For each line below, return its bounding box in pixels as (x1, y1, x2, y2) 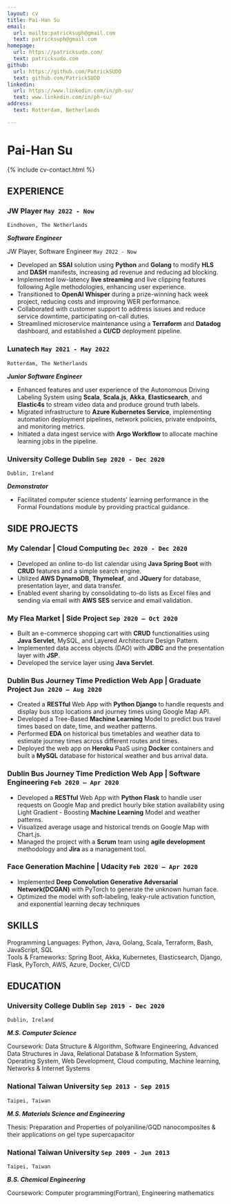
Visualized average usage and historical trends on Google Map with (17, 823, 210, 831)
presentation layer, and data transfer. (17, 581, 122, 590)
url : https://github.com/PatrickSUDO (13, 68, 122, 75)
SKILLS (7, 920, 39, 931)
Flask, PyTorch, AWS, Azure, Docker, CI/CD (7, 960, 130, 969)
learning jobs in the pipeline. (17, 437, 98, 445)
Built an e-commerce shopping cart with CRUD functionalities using (17, 629, 210, 637)
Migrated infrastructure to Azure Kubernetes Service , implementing (17, 408, 212, 416)
